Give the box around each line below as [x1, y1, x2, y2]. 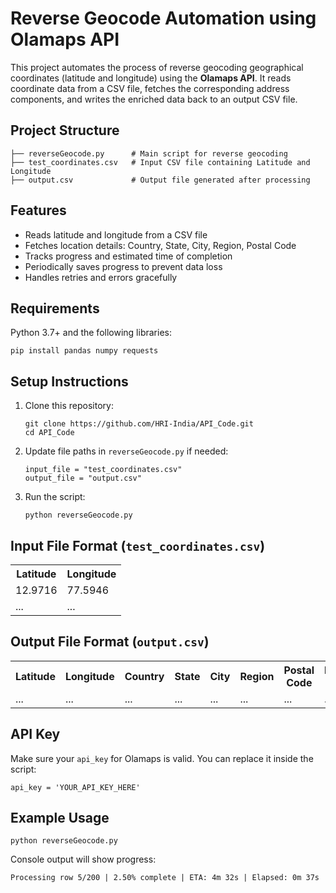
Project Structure [10, 122, 120, 139]
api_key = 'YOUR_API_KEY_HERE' [10, 782, 141, 792]
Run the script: [24, 491, 86, 503]
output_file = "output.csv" [24, 473, 142, 484]
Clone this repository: [24, 400, 114, 412]
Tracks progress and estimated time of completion [24, 250, 233, 262]
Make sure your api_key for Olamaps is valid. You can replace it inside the [10, 752, 314, 764]
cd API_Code [24, 428, 75, 438]
